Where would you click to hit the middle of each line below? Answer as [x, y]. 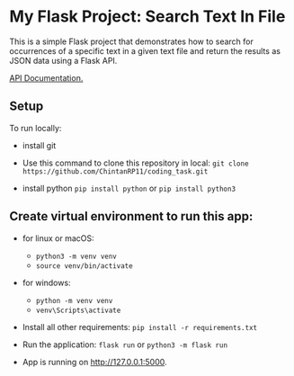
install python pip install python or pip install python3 [129, 188]
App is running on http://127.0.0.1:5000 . [95, 362]
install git [39, 145]
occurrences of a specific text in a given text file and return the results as [145, 50]
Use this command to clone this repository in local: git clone [135, 163]
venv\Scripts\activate [78, 310]
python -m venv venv [74, 300]
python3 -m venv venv [76, 256]
